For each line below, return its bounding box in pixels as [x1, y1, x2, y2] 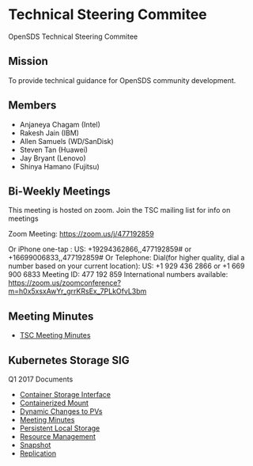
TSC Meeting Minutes [19, 331, 91, 340]
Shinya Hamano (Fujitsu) [19, 161, 100, 171]
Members [8, 99, 57, 112]
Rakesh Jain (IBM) [19, 128, 79, 138]
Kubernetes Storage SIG [8, 354, 130, 367]
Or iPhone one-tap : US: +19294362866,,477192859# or [8, 244, 192, 254]
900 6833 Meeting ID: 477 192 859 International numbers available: [8, 270, 228, 279]
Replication [19, 449, 57, 458]
